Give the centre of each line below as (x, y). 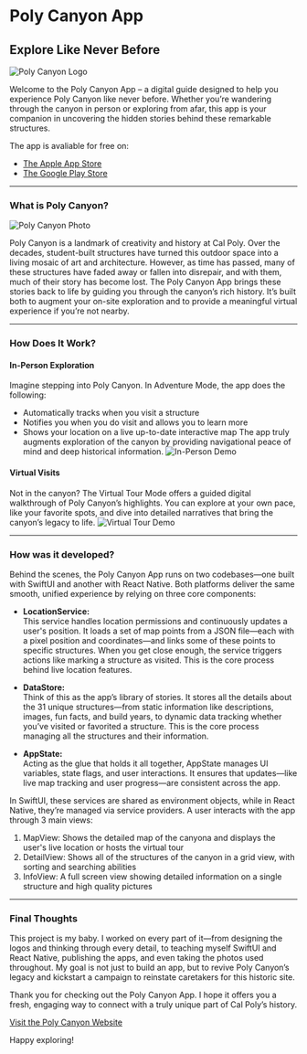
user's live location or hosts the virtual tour (103, 847)
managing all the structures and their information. (116, 736)
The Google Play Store (65, 173)
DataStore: (44, 687)
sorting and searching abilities (79, 867)
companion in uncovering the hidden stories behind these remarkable (140, 118)
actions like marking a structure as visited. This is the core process (148, 660)
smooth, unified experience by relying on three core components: (133, 593)
